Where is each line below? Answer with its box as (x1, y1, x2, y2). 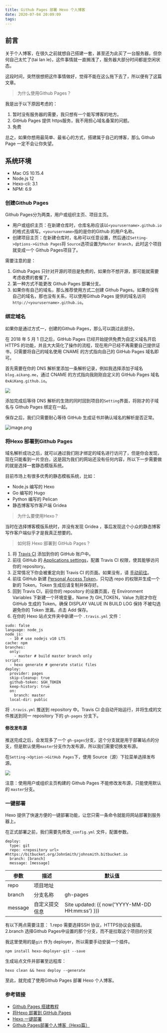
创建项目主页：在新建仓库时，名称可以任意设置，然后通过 (12, 235, 130, 241)
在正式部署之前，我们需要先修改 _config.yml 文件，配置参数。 (5, 829, 131, 835)
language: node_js (5, 627, 43, 633)
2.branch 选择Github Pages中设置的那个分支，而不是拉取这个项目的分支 (5, 928, 153, 934)
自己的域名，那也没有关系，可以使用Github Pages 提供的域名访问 (12, 293, 146, 299)
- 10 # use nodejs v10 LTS (9, 636, 66, 641)
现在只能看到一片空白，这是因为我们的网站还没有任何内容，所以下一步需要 (5, 456, 158, 462)
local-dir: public (9, 697, 48, 702)
